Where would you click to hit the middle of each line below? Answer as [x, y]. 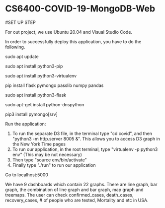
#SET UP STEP [20, 22]
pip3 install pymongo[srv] [32, 114]
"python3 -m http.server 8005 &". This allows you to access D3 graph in [86, 139]
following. [15, 47]
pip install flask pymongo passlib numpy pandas [54, 85]
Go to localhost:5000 [27, 175]
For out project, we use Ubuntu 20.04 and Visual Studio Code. [69, 32]
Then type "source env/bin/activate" [49, 160]
